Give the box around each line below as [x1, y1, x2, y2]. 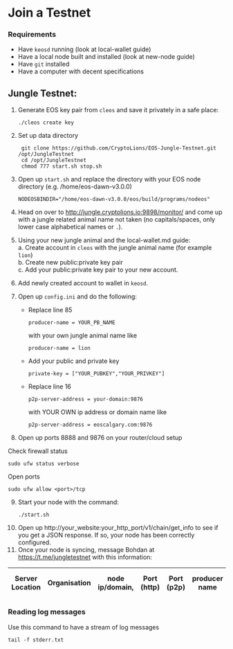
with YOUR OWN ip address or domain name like [28, 408, 167, 416]
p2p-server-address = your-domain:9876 [28, 396, 144, 403]
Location [11, 583, 41, 592]
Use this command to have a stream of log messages [8, 623, 160, 631]
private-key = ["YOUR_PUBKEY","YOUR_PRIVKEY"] [28, 371, 165, 377]
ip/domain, [97, 583, 134, 592]
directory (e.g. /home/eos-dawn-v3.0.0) [17, 182, 132, 191]
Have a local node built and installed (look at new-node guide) [17, 53, 196, 61]
